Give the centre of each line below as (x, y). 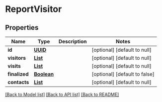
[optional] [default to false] (123, 74)
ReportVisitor (34, 9)
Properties (22, 28)
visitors (17, 58)
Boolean (44, 74)
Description (73, 42)
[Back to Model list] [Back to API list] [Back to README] (62, 95)
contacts (18, 82)
